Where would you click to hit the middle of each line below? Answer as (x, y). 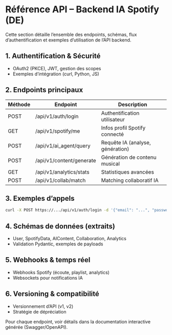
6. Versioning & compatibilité (52, 294)
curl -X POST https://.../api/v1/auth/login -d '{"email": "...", (78, 210)
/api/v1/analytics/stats (62, 172)
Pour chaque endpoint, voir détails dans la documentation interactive (78, 322)
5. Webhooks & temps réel (48, 260)
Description (133, 104)
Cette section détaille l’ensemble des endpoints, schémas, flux (71, 34)
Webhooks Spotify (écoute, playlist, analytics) (61, 272)
